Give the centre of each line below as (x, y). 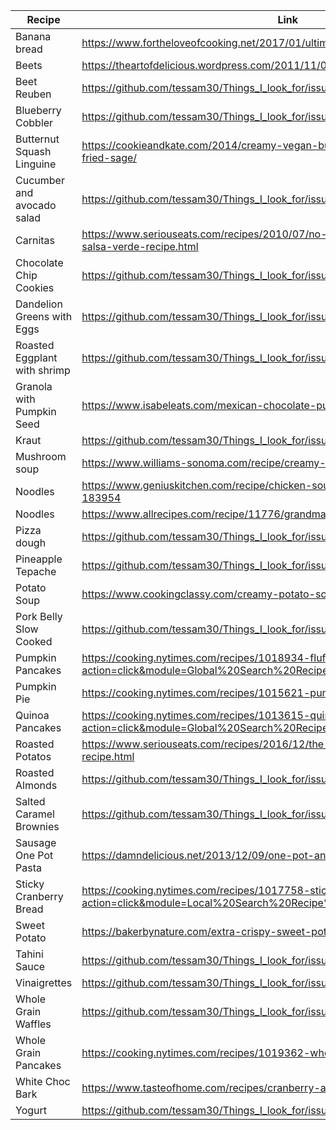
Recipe (43, 19)
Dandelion (39, 304)
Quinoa (32, 715)
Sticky (30, 884)
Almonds (36, 785)
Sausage (36, 842)
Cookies (35, 287)
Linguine (36, 164)
